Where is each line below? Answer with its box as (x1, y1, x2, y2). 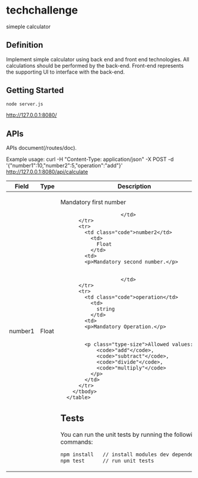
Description (117, 182, 151, 190)
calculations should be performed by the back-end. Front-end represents (6, 62, 184, 69)
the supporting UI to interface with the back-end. (6, 68, 125, 75)
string (96, 306, 115, 312)
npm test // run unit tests (60, 457, 154, 464)
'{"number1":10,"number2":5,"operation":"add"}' (6, 162, 123, 169)
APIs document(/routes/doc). (6, 144, 77, 151)
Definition (6, 40, 43, 50)
